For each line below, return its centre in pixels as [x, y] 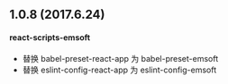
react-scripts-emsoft [50, 37]
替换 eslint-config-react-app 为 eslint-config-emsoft [119, 70]
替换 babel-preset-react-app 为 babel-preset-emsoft [120, 58]
